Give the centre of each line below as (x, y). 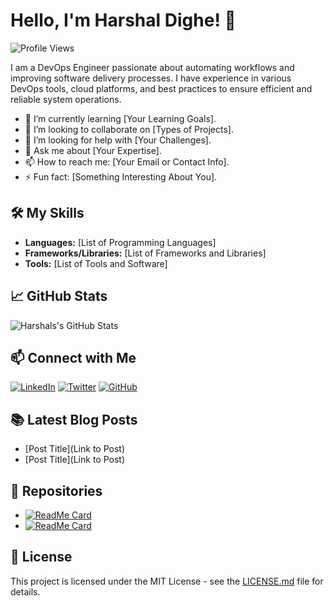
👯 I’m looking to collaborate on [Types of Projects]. (129, 129)
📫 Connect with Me (73, 357)
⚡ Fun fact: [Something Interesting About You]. (121, 176)
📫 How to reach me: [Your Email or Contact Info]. (127, 161)
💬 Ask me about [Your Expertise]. (93, 150)
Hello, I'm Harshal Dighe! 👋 (123, 20)
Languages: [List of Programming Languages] (120, 242)
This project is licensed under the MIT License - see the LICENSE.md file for (167, 581)
